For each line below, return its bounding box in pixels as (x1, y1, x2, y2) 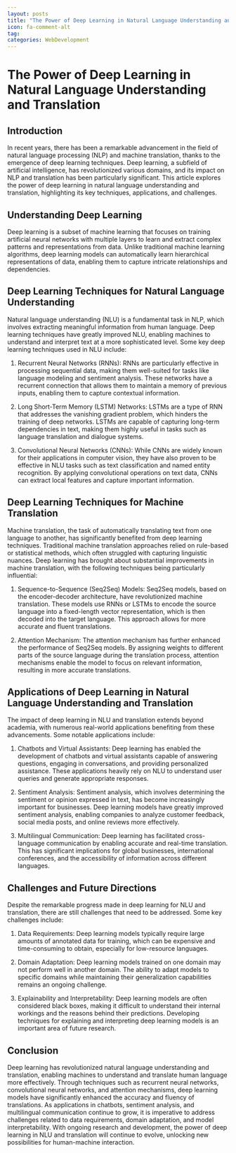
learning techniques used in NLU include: (7, 345, 127, 353)
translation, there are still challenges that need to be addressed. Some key (7, 908, 223, 917)
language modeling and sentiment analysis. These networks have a (17, 374, 213, 382)
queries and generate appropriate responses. (17, 775, 149, 783)
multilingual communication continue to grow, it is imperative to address (7, 1108, 216, 1116)
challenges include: (7, 915, 64, 924)
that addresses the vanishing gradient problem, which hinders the (17, 409, 209, 418)
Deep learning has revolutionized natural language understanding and (7, 1063, 209, 1071)
